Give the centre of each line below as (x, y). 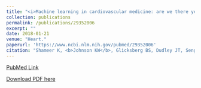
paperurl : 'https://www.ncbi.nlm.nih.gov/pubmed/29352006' (81, 45)
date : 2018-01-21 (28, 34)
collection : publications (38, 17)
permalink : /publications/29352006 (51, 23)
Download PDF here (31, 78)
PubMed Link (22, 67)
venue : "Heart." (26, 39)
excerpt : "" (21, 28)
